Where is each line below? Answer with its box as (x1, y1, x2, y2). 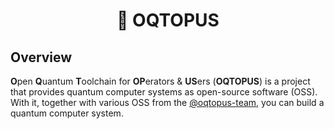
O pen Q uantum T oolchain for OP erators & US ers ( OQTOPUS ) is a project (10, 75, 311, 87)
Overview (10, 49, 73, 66)
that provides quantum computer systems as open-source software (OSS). (10, 86, 318, 98)
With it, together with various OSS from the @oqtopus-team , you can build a (10, 97, 325, 108)
